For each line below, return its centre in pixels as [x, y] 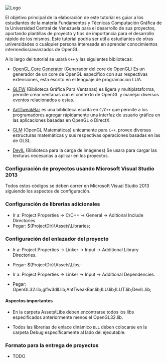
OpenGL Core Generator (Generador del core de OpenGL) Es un [78, 69]
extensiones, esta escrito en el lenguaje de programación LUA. [77, 79]
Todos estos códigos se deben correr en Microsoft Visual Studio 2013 [77, 186]
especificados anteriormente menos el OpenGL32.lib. [68, 317]
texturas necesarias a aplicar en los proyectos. [61, 156]
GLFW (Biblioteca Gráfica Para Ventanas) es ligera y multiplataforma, [84, 89]
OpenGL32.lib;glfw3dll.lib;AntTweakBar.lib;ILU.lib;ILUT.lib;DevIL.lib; [82, 289]
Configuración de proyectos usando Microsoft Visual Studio [80, 168]
